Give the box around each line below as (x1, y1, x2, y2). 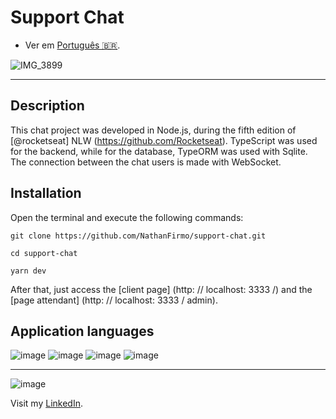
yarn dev (10, 266, 47, 276)
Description (10, 97, 85, 115)
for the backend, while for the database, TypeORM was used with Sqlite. (10, 145, 308, 157)
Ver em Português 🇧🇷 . (24, 39, 121, 51)
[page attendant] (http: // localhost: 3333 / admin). (10, 294, 218, 306)
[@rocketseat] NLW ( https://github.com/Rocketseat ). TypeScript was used (10, 134, 318, 146)
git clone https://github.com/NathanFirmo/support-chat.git (10, 231, 267, 241)
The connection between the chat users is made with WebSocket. (10, 156, 282, 168)
